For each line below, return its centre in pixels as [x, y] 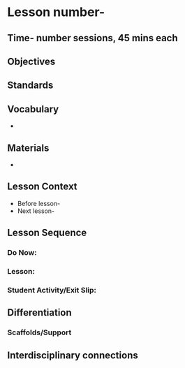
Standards [30, 86]
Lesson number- [56, 12]
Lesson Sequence [47, 233]
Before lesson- [39, 203]
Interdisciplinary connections [73, 355]
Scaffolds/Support [39, 332]
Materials [28, 148]
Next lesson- [36, 211]
